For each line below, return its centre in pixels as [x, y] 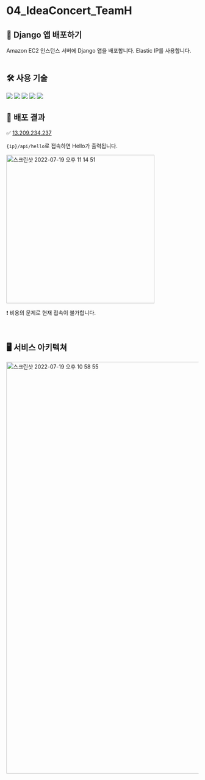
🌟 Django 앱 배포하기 [44, 35]
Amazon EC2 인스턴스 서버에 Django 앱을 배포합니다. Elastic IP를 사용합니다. [99, 51]
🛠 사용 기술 [27, 78]
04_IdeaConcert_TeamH [69, 11]
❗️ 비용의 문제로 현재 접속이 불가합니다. [51, 312]
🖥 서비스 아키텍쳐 [37, 347]
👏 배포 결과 [26, 118]
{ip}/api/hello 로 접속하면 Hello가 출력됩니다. [62, 146]
